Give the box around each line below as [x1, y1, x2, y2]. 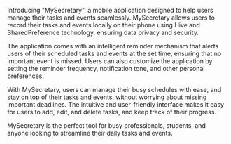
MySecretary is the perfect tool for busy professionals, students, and [7, 122, 206, 129]
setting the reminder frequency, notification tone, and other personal [7, 65, 205, 72]
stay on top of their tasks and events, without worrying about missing [7, 93, 207, 101]
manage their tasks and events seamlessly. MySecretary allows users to [7, 13, 216, 22]
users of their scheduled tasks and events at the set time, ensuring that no [7, 49, 222, 58]
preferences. [7, 72, 44, 80]
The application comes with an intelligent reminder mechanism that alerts [7, 42, 219, 50]
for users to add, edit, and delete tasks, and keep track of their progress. [7, 108, 217, 116]
